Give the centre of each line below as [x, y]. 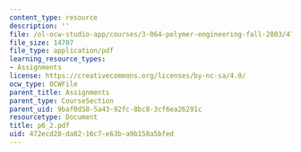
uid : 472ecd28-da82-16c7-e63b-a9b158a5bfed [92, 134]
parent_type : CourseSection [62, 101]
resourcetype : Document [54, 117]
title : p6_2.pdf [39, 126]
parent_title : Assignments [60, 92]
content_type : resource [54, 17]
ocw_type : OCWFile [43, 84]
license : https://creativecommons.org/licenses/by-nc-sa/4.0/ [128, 76]
